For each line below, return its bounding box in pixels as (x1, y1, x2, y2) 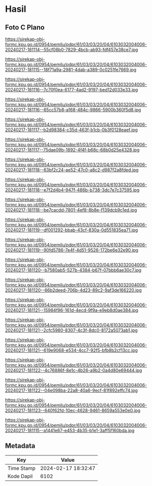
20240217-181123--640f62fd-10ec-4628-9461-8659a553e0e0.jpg (5, 408, 141, 413)
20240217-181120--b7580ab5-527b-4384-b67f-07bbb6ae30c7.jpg (5, 267, 142, 273)
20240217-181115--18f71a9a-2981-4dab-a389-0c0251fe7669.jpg (5, 67, 137, 73)
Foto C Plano (5, 23, 45, 32)
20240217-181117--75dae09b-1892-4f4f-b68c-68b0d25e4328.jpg (5, 147, 140, 152)
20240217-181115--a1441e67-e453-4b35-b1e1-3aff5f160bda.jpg (5, 428, 135, 433)
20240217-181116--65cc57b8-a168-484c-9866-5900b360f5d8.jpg (5, 107, 141, 112)
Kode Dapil (7, 473, 33, 480)
